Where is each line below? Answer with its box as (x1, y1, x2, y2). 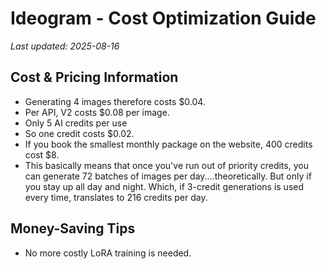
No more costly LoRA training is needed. (24, 247, 192, 259)
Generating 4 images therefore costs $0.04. (24, 95, 206, 107)
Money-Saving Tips (10, 220, 136, 237)
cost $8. (24, 148, 60, 161)
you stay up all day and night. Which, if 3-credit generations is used (24, 180, 305, 192)
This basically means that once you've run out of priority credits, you (24, 159, 309, 171)
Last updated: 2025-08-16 (10, 40, 120, 52)
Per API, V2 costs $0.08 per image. (24, 106, 170, 118)
